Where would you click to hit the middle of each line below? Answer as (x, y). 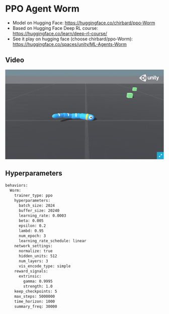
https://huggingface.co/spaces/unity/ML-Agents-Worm (70, 44)
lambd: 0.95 (31, 231)
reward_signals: (31, 271)
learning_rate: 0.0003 (42, 216)
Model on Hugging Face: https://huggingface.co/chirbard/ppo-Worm (84, 23)
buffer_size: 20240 (39, 211)
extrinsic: (30, 276)
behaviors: (17, 186)
